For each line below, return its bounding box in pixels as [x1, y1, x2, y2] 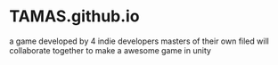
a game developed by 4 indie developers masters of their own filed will [9, 36, 269, 46]
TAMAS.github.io [9, 6, 140, 27]
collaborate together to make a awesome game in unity [9, 45, 212, 55]
